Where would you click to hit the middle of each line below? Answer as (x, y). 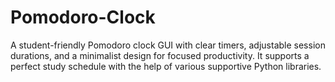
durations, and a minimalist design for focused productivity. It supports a (160, 55)
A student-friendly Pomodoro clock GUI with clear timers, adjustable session (168, 45)
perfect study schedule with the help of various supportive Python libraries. (166, 66)
